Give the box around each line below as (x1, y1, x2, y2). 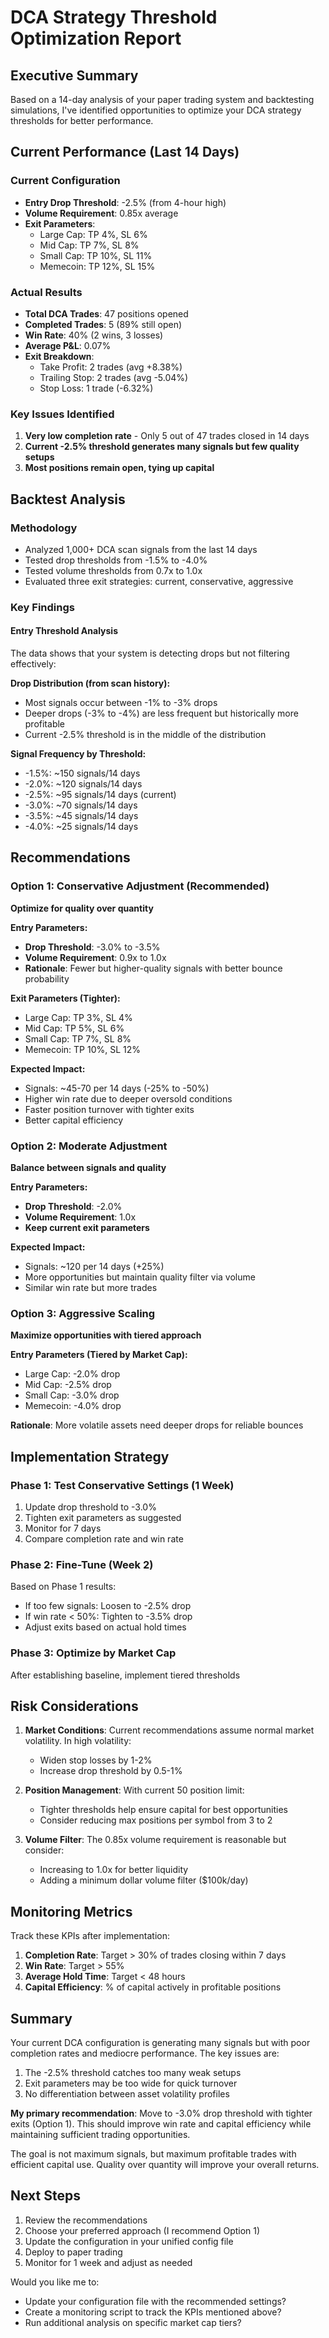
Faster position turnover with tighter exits (24, 1103, 195, 1115)
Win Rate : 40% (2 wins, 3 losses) (24, 329, 164, 341)
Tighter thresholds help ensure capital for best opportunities (39, 1804, 288, 1816)
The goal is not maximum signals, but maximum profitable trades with (10, 2148, 297, 2160)
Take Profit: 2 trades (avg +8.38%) (39, 361, 183, 373)
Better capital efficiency (24, 1114, 124, 1126)
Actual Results (10, 285, 83, 299)
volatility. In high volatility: (24, 1735, 132, 1747)
